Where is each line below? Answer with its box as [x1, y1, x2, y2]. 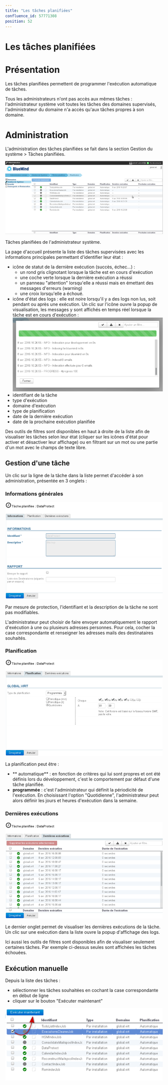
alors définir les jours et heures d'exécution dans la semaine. [12, 798, 138, 804]
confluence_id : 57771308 [5, 13, 57, 19]
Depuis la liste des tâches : [5, 977, 61, 983]
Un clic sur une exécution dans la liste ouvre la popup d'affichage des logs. [5, 929, 160, 935]
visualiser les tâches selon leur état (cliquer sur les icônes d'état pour [5, 434, 148, 440]
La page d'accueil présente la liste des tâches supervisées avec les [5, 249, 144, 255]
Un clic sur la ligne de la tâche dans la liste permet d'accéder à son [5, 472, 143, 478]
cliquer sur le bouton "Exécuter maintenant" [12, 998, 103, 1004]
